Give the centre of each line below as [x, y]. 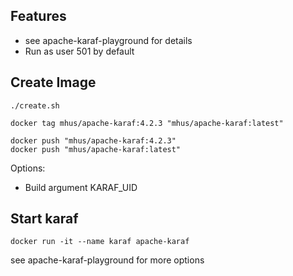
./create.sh [35, 105]
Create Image [53, 82]
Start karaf [44, 219]
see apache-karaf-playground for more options [107, 260]
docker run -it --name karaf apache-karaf [100, 242]
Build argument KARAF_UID [81, 187]
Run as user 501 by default [79, 51]
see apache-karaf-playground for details [108, 40]
